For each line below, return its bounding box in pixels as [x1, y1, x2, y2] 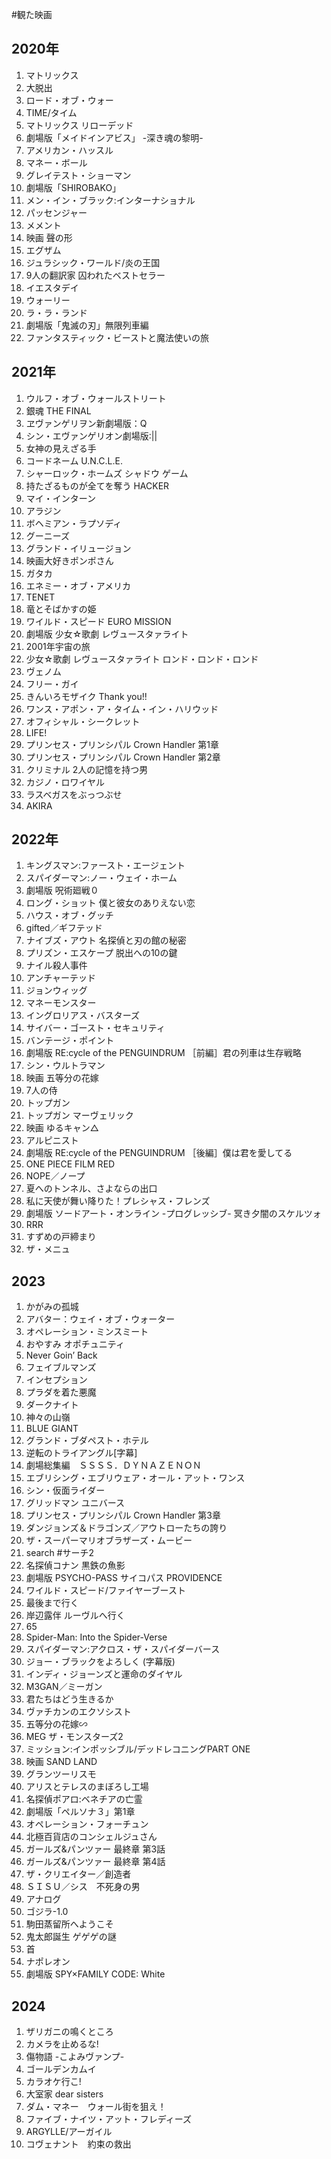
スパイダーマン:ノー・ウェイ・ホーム [25, 872, 178, 884]
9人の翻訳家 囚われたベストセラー [25, 269, 166, 281]
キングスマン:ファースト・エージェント [25, 859, 186, 872]
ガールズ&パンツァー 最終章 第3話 [25, 1843, 166, 1855]
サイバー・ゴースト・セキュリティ [25, 1022, 166, 1034]
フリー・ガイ [25, 678, 79, 690]
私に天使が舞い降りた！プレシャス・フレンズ [25, 1195, 211, 1207]
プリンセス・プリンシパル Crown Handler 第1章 [25, 738, 219, 750]
